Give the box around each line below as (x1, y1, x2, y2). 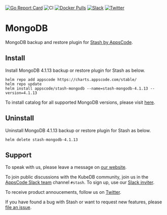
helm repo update (5, 81, 42, 87)
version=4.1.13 (5, 90, 37, 96)
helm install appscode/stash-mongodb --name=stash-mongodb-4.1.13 (5, 86, 148, 91)
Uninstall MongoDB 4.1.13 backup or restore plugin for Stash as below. (5, 127, 151, 134)
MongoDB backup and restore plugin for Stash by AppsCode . (5, 39, 133, 45)
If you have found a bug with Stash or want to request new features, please (5, 199, 162, 205)
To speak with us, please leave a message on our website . (5, 164, 127, 170)
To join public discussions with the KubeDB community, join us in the (5, 174, 148, 180)
